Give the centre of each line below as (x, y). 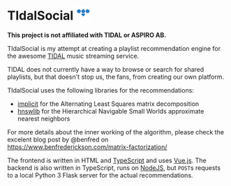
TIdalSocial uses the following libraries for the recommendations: (100, 90)
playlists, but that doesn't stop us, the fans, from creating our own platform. (116, 77)
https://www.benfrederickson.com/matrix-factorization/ (87, 147)
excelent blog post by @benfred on (58, 139)
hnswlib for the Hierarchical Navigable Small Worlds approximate (111, 111)
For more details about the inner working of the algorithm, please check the (116, 132)
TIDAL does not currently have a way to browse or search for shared (106, 69)
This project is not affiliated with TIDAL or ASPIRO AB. (87, 35)
